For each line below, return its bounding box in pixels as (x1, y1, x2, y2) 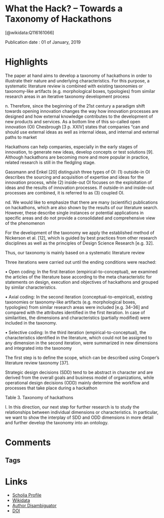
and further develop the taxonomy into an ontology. (5, 419, 109, 425)
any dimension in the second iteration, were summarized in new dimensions (5, 340, 158, 346)
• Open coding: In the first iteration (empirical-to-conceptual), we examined (5, 269, 158, 274)
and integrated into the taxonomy (5, 345, 72, 351)
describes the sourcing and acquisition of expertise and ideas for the (5, 174, 144, 180)
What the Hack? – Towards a (5, 3, 123, 14)
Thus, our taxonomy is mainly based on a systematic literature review (5, 249, 145, 255)
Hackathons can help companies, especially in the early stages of (5, 143, 138, 150)
